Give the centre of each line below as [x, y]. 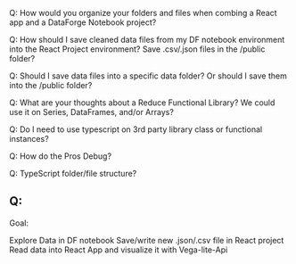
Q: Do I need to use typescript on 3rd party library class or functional [136, 129]
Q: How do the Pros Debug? [61, 156]
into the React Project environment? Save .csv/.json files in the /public [137, 49]
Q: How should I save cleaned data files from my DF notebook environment [147, 40]
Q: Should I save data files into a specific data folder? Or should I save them [148, 76]
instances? [29, 139]
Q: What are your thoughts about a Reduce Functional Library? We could [142, 103]
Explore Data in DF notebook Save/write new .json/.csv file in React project [147, 240]
